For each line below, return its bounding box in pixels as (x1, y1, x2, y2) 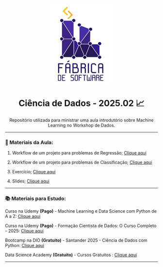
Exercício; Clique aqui (12, 169, 56, 175)
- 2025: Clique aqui (5, 228, 44, 234)
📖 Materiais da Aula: (5, 139, 53, 146)
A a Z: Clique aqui (5, 213, 41, 219)
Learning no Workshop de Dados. (48, 122, 115, 128)
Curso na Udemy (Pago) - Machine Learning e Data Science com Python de (5, 208, 157, 214)
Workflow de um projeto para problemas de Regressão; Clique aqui (12, 150, 147, 156)
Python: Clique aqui (5, 242, 45, 248)
